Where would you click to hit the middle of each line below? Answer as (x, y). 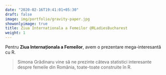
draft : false (19, 14)
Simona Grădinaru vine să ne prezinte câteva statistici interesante (84, 62)
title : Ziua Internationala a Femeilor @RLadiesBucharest (66, 28)
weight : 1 (15, 33)
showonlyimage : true (27, 24)
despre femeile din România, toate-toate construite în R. (74, 67)
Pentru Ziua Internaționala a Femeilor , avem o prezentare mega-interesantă (83, 47)
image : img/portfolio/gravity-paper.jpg (48, 19)
